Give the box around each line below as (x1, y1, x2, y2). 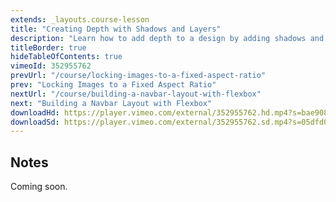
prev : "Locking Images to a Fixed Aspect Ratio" (10, 80, 217, 90)
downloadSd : (10, 117, 60, 127)
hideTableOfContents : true (10, 52, 123, 62)
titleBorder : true (10, 42, 87, 53)
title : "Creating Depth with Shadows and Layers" (10, 24, 222, 34)
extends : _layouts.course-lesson (10, 14, 150, 25)
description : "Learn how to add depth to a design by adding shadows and (10, 33, 325, 43)
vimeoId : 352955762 (10, 61, 92, 71)
